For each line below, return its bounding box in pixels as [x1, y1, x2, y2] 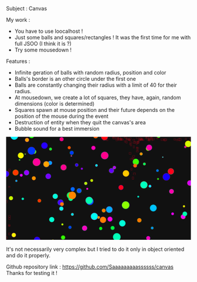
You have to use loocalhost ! [14, 28, 83, 35]
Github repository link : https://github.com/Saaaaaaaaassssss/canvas [6, 263, 174, 270]
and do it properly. [6, 252, 51, 259]
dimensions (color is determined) [14, 100, 95, 107]
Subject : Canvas [6, 5, 47, 12]
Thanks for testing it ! [6, 270, 57, 277]
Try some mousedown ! [14, 46, 72, 53]
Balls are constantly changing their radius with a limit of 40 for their [14, 81, 177, 89]
